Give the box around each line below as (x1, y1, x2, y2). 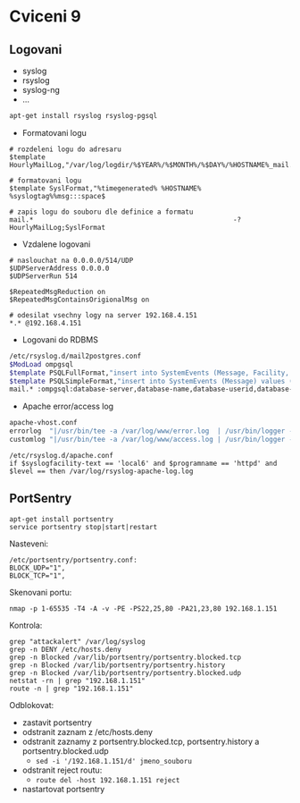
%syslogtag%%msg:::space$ (9, 191, 105, 200)
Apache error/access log (21, 401, 114, 412)
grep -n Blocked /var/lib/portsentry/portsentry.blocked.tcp (9, 653, 242, 662)
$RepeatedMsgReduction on (9, 287, 105, 296)
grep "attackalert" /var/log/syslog (9, 637, 146, 646)
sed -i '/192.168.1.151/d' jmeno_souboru (35, 757, 192, 765)
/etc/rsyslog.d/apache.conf (9, 451, 114, 460)
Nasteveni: (9, 538, 49, 549)
